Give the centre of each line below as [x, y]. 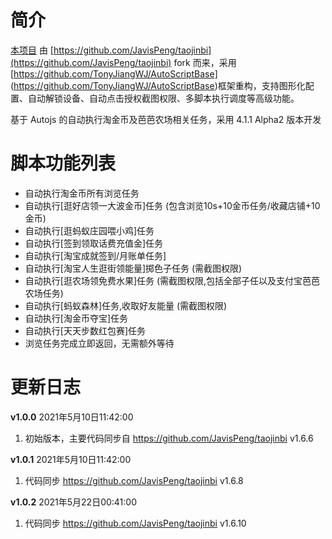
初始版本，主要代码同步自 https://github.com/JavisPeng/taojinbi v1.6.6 [169, 438]
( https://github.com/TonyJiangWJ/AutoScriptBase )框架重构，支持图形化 [158, 85]
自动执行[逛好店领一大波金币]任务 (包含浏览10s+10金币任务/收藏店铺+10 [172, 205]
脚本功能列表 [63, 163]
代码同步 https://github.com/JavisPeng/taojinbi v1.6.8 [134, 480]
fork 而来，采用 [205, 62]
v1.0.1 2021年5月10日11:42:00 [71, 459]
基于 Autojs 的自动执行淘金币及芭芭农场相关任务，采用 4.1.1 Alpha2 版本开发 [166, 119]
